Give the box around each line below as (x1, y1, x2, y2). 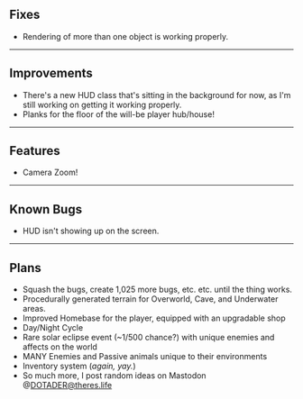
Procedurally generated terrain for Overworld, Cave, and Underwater (22, 294, 279, 304)
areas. (22, 304, 47, 314)
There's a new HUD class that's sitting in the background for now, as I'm (22, 89, 291, 100)
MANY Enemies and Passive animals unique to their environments (22, 351, 268, 362)
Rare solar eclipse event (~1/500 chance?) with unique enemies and (22, 332, 275, 343)
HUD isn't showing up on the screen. (22, 225, 160, 237)
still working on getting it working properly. (22, 99, 182, 110)
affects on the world (22, 341, 97, 352)
